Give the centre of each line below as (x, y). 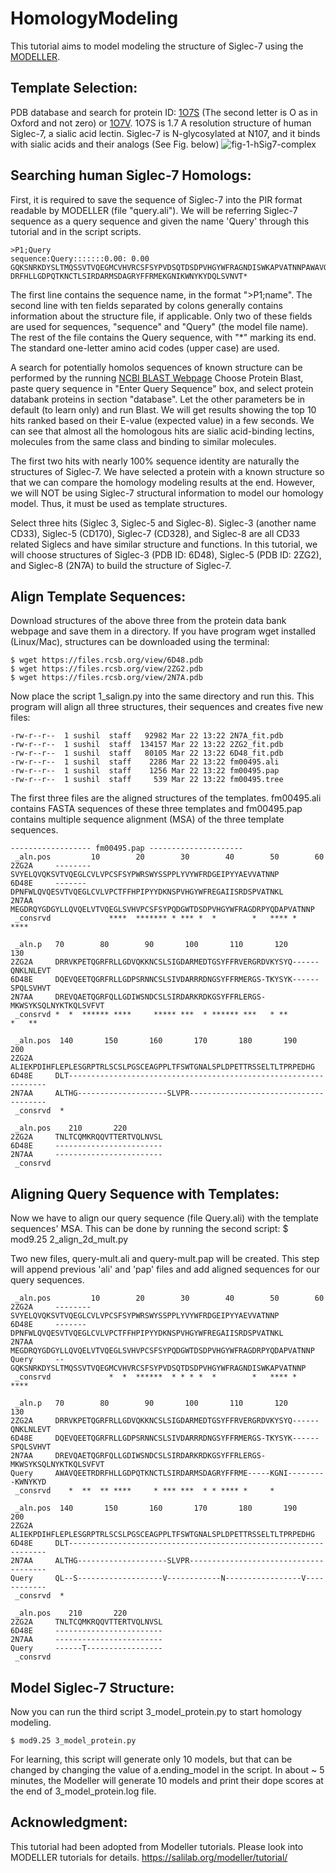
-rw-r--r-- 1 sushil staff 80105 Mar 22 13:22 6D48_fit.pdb (147, 753)
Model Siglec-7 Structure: (92, 1687)
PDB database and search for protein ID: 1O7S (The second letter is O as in (164, 112)
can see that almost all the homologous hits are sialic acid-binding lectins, (162, 431)
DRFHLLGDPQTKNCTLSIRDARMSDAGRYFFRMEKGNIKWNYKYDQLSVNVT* (129, 276)
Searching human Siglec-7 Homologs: (131, 175)
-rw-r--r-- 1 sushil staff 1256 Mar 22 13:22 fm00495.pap (145, 771)
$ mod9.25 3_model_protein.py (73, 1741)
